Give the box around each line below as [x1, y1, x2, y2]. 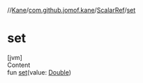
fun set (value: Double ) [7, 68, 72, 76]
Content [7, 61, 31, 69]
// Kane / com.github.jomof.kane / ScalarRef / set [7, 6, 136, 14]
